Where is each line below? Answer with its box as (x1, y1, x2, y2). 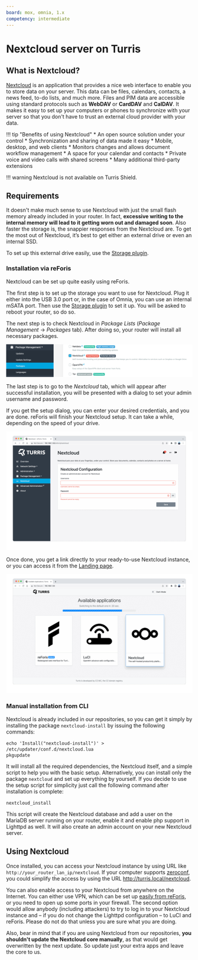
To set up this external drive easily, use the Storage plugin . (6, 250, 149, 257)
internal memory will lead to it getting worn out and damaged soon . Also (6, 219, 186, 227)
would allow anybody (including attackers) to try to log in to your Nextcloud (6, 905, 190, 913)
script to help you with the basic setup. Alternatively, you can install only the (6, 768, 191, 776)
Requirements (6, 190, 59, 201)
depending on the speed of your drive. (6, 419, 100, 426)
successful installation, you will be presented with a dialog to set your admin (6, 389, 192, 396)
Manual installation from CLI (6, 702, 89, 710)
